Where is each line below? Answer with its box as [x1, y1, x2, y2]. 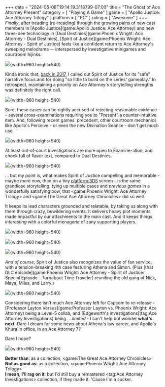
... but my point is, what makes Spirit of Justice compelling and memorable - [5, 172, 160, 178]
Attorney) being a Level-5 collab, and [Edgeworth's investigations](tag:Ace [5, 310, 157, 316]
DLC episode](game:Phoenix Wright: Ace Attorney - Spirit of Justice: [5, 269, 144, 275]
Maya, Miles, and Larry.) [5, 280, 54, 286]
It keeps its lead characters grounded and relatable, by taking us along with [5, 203, 158, 209]
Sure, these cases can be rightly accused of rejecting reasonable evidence [5, 107, 157, 113]
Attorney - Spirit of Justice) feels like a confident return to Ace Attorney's [5, 41, 154, 46]
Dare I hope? [5, 336, 31, 342]
